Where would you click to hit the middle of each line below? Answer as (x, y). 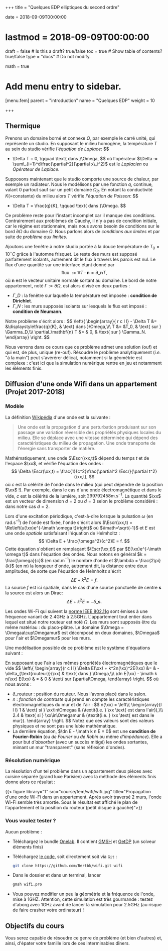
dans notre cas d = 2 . (28, 506)
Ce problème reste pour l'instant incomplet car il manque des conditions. (80, 216)
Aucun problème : (24, 831)
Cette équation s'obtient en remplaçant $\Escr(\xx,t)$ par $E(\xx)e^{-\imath (83, 549)
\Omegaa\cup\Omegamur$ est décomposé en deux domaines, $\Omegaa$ (82, 632)
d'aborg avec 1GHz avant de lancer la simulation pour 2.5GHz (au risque (87, 905)
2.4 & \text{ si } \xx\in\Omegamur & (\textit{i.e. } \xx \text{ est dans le (83, 715)
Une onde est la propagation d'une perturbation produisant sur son (87, 427)
